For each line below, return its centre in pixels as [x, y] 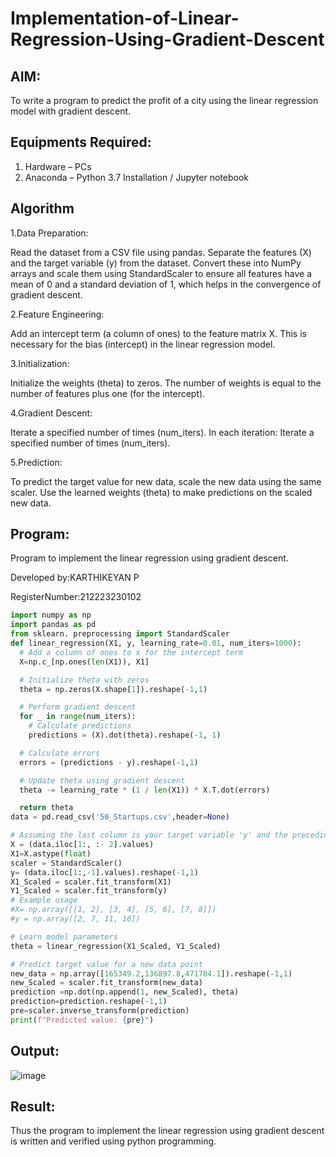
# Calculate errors [60, 753]
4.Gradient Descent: [51, 413]
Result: [33, 1107]
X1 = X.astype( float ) [51, 853]
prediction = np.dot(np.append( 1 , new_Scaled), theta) [125, 992]
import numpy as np [51, 615]
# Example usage [44, 900]
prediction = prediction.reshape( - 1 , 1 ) [89, 1002]
